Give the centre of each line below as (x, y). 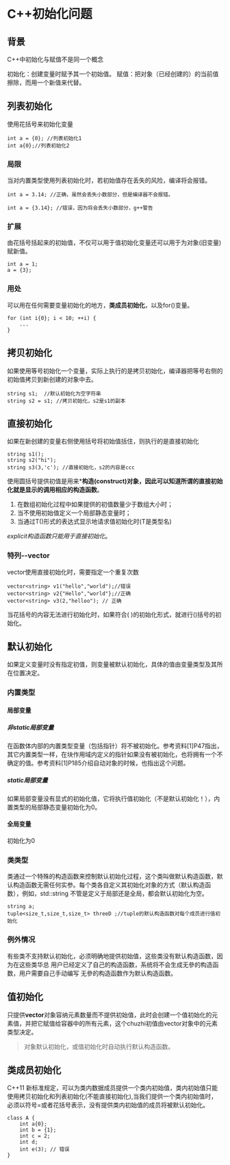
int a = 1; (23, 264)
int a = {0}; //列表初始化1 (44, 138)
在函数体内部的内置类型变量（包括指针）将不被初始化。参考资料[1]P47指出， (115, 746)
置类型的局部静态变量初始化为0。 (54, 807)
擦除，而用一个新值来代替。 (46, 82)
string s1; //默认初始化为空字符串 (54, 393)
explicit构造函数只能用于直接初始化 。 (59, 536)
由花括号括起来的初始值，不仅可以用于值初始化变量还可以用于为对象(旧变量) (114, 243)
